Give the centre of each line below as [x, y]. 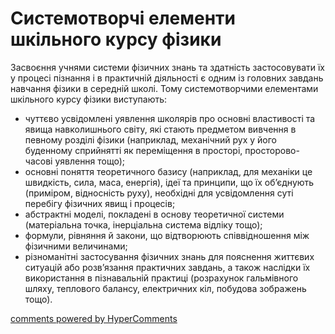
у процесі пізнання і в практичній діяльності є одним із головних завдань [167, 78]
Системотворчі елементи [123, 18]
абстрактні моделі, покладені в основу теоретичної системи [154, 214]
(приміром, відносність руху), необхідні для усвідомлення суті [159, 193]
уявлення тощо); [90, 161]
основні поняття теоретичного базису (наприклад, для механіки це [168, 171]
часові [38, 161]
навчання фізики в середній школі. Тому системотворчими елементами [164, 88]
